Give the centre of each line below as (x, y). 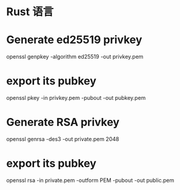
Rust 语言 (30, 12)
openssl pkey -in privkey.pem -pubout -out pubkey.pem (76, 98)
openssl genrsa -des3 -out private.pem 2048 (63, 139)
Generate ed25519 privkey (74, 40)
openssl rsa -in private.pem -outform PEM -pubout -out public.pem (90, 180)
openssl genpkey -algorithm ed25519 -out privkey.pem (75, 57)
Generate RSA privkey (63, 123)
